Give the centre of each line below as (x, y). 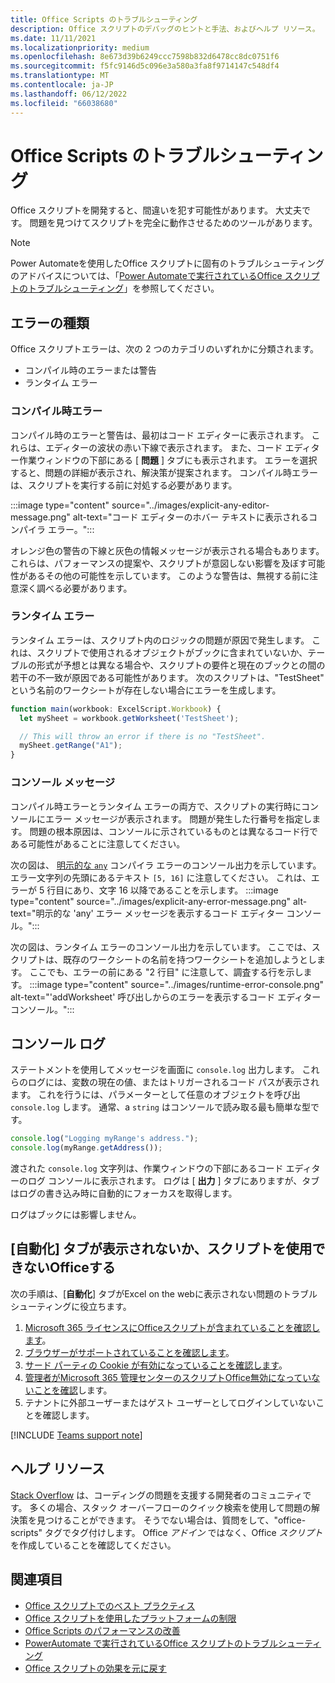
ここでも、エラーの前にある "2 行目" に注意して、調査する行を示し (166, 972)
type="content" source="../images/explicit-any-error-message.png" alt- (159, 901)
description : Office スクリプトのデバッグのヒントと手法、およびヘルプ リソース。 (165, 29)
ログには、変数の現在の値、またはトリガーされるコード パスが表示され (173, 1082)
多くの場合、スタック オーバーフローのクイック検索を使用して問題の (170, 1507)
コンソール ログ (58, 1043)
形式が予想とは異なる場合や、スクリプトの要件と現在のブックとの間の (181, 665)
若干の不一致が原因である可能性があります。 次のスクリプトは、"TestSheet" (167, 677)
